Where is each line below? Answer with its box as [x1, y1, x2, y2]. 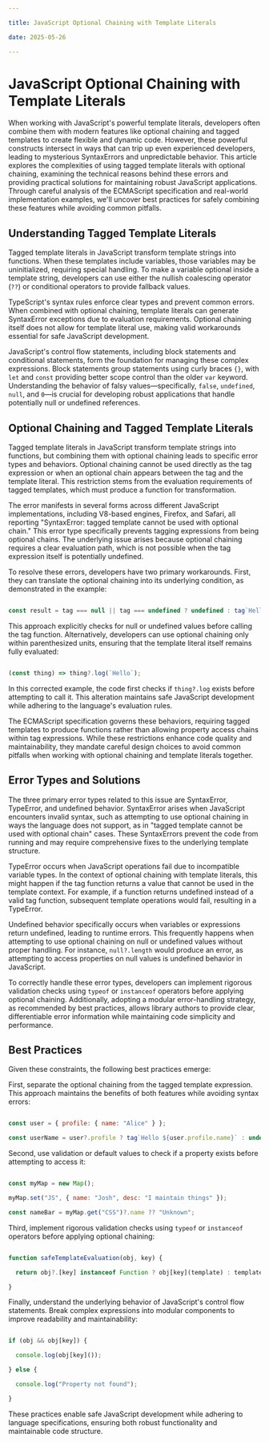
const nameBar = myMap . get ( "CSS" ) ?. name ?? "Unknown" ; [8, 1208, 195, 1216]
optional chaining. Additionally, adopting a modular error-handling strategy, [8, 994, 256, 1004]
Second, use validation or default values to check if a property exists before [8, 1149, 259, 1158]
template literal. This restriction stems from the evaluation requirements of [8, 477, 253, 486]
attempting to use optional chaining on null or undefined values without [8, 936, 243, 946]
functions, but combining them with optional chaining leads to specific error [8, 451, 259, 461]
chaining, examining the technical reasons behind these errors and [8, 169, 228, 179]
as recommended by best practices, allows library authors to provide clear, [8, 1003, 255, 1013]
